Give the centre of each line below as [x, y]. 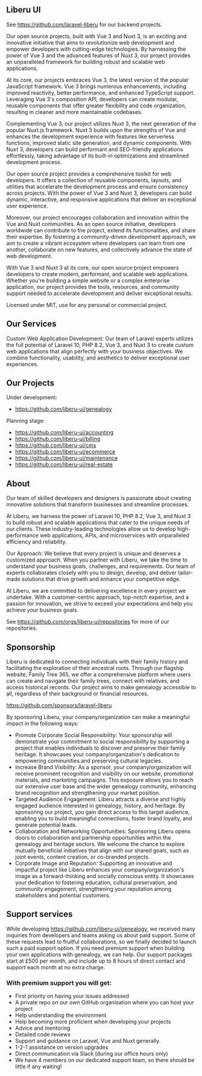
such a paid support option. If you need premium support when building [96, 948]
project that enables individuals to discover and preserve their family [100, 748]
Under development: [32, 397]
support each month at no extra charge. [56, 967]
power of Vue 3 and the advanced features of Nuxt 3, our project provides [99, 55]
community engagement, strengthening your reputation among [93, 889]
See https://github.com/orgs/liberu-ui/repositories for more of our [88, 622]
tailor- [185, 573]
